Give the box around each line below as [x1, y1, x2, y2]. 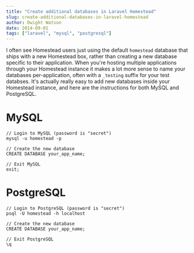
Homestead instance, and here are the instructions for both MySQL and [6, 84, 179, 91]
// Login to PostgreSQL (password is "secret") [6, 205, 125, 211]
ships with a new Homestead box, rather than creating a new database [6, 53, 178, 60]
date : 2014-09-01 [6, 25, 49, 31]
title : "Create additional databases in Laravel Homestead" [6, 8, 157, 15]
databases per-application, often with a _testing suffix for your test [6, 72, 170, 79]
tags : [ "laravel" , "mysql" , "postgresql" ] [6, 31, 112, 36]
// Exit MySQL [6, 161, 41, 168]
